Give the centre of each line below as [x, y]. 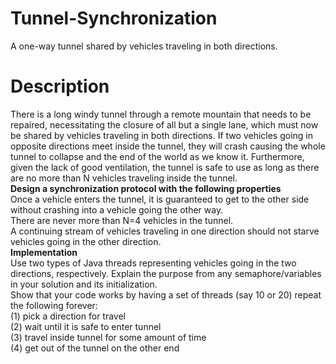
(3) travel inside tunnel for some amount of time [108, 337]
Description [60, 86]
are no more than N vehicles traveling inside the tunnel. [124, 178]
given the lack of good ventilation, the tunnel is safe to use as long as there [165, 167]
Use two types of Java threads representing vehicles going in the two [153, 263]
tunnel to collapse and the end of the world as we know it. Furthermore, [157, 156]
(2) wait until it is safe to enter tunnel [86, 326]
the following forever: [54, 305]
